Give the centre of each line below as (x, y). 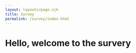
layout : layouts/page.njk (32, 10)
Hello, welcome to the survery (68, 43)
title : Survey (20, 14)
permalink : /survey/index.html (37, 19)
